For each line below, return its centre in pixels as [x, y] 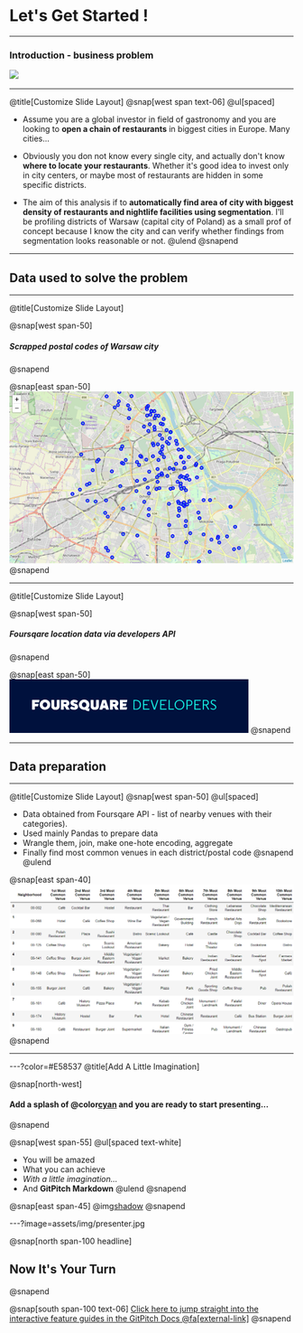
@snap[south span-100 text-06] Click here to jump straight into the [134, 1309]
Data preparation [58, 766]
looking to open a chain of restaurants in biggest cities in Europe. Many [156, 129]
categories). [45, 824]
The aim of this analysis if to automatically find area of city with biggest [158, 202]
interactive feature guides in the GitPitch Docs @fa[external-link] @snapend [150, 1318]
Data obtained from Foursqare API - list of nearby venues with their [147, 814]
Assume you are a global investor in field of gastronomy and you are [149, 119]
